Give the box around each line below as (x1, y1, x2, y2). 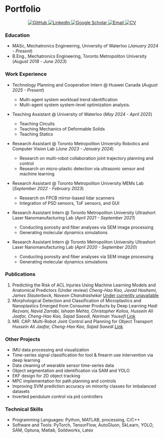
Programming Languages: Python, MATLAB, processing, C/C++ (12, 417, 141, 423)
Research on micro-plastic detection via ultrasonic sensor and (19, 165, 145, 172)
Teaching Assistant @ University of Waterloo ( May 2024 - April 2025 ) (12, 111, 153, 117)
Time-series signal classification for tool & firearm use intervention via (12, 352, 153, 358)
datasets (12, 389, 30, 394)
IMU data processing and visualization (12, 347, 89, 353)
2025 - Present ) (12, 87, 44, 93)
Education (5, 32, 30, 39)
